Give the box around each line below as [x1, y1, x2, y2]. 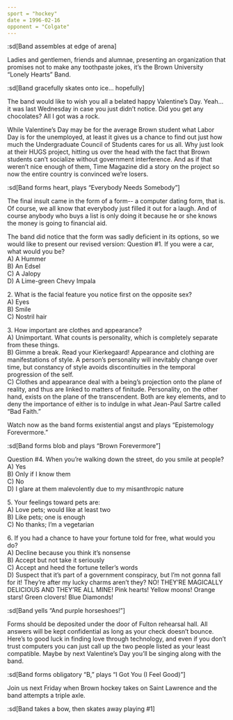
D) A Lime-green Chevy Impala [7, 277, 96, 285]
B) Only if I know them [7, 470, 71, 479]
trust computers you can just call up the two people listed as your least [7, 642, 211, 650]
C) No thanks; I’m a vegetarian [7, 520, 95, 529]
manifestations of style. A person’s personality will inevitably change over [7, 355, 218, 364]
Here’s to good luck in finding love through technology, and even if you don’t [7, 634, 226, 643]
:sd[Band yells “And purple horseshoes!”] [7, 607, 125, 615]
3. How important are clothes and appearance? [7, 326, 143, 335]
